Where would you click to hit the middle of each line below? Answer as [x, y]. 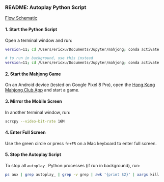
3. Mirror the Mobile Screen [34, 101]
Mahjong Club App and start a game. [42, 90]
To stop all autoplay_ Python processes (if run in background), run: [73, 165]
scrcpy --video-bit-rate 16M [35, 121]
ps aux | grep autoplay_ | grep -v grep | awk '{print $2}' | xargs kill [82, 174]
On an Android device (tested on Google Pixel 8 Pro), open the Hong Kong [80, 85]
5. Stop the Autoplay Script [33, 154]
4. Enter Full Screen [25, 132]
